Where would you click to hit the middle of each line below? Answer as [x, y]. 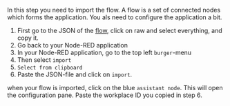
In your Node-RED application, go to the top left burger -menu [104, 52]
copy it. [28, 38]
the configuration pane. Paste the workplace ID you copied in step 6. [105, 95]
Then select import [44, 60]
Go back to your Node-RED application [73, 45]
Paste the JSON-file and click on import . [75, 74]
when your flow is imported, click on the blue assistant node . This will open [115, 88]
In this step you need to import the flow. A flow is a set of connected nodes [114, 10]
